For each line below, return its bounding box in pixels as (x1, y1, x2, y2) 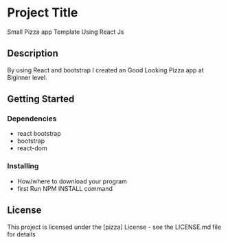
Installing (7, 161, 39, 171)
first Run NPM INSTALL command (16, 184, 113, 192)
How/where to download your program (16, 177, 127, 185)
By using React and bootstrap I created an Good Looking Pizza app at (7, 65, 204, 74)
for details (7, 230, 36, 238)
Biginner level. (7, 73, 47, 81)
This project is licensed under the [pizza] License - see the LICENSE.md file (7, 223, 222, 231)
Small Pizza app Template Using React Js (7, 28, 124, 36)
